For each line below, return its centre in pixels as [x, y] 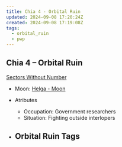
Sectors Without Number [36, 77]
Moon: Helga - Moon [40, 89]
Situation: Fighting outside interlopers [69, 117]
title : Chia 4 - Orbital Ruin [44, 12]
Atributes [26, 100]
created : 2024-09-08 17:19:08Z [45, 22]
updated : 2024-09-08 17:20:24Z [45, 17]
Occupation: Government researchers [70, 111]
